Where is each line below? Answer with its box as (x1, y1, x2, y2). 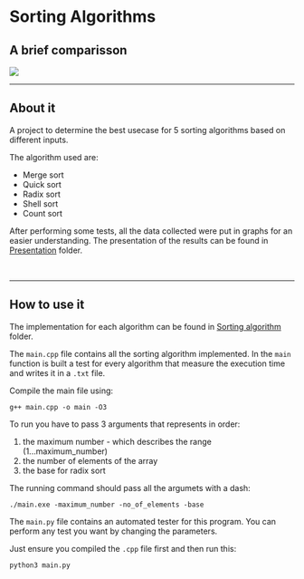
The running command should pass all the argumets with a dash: (9, 482, 251, 493)
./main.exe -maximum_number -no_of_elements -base (9, 500, 204, 509)
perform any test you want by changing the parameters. (9, 526, 218, 536)
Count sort (22, 207, 63, 218)
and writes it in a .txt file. (9, 367, 106, 378)
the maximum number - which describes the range (22, 436, 213, 447)
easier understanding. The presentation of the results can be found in (9, 235, 269, 246)
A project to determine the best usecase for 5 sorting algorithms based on (9, 124, 286, 135)
